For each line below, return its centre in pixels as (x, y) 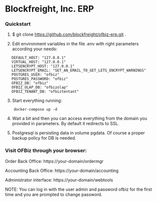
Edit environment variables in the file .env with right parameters (75, 44)
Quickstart (18, 24)
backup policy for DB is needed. (44, 138)
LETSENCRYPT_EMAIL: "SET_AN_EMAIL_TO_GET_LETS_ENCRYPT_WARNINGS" (79, 71)
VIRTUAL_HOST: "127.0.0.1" (39, 62)
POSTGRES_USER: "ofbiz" (35, 75)
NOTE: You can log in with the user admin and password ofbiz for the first (78, 189)
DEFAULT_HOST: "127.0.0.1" (39, 58)
